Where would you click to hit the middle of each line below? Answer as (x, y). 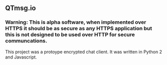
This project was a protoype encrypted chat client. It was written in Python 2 (83, 52)
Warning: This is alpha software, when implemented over (76, 22)
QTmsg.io (21, 8)
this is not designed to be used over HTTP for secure (70, 35)
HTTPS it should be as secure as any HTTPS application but (79, 28)
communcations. (26, 41)
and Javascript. (21, 57)
